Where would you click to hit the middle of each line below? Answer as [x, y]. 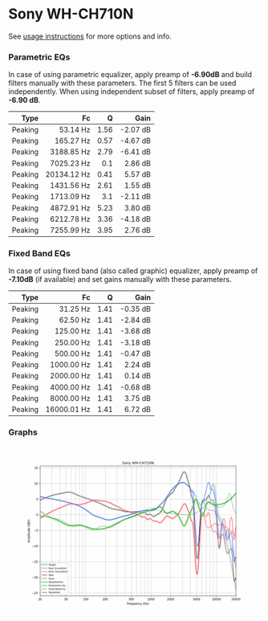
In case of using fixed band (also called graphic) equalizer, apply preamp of [133, 271]
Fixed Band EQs [39, 253]
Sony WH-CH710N [71, 14]
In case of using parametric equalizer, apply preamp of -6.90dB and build [130, 75]
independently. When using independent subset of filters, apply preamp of [132, 92]
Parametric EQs [39, 57]
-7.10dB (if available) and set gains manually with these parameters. [120, 280]
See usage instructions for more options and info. [90, 36]
